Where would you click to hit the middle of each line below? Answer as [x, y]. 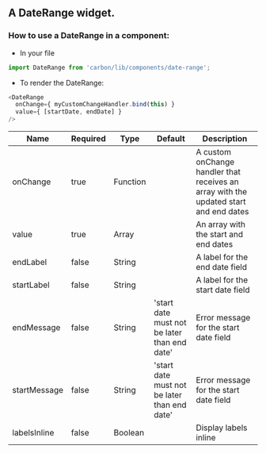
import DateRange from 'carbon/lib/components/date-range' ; [110, 67]
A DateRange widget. [61, 13]
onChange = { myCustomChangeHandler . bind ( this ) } [95, 105]
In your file [37, 53]
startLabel [31, 285]
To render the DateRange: [62, 83]
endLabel [30, 263]
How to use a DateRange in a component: [89, 36]
